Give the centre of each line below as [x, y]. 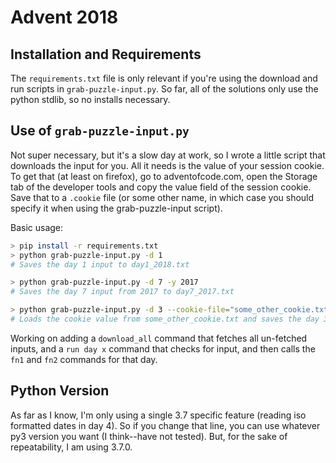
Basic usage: [37, 227]
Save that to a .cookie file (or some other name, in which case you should [162, 197]
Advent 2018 [64, 17]
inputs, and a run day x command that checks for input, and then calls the [163, 348]
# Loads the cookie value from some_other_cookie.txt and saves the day [165, 319]
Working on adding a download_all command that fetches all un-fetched [159, 338]
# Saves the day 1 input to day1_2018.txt [100, 264]
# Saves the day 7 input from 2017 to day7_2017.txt [122, 292]
